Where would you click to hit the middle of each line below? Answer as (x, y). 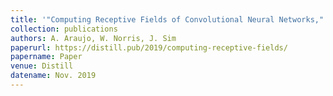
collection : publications (64, 29)
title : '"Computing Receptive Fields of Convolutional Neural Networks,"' (169, 19)
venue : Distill (42, 66)
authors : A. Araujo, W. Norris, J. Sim (93, 38)
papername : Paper (46, 57)
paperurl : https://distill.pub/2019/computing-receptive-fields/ (149, 47)
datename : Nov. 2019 (53, 76)
